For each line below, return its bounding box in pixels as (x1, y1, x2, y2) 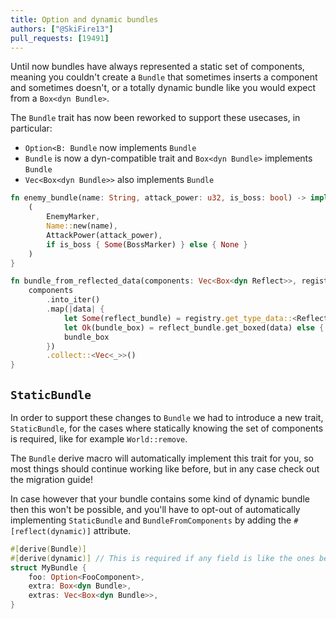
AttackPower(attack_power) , (46, 230, 163, 240)
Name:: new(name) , (46, 221, 118, 231)
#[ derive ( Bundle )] (10, 544, 87, 554)
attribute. (93, 524, 132, 536)
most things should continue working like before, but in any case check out (10, 462, 320, 475)
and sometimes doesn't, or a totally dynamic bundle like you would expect (10, 82, 316, 94)
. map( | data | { (46, 304, 105, 314)
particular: (10, 122, 53, 135)
